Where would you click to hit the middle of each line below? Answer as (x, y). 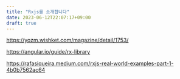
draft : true (21, 23)
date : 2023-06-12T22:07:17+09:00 (49, 17)
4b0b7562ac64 (26, 70)
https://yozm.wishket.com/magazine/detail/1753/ (67, 40)
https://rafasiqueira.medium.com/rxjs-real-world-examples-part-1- (90, 63)
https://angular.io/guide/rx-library (48, 52)
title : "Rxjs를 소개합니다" (38, 12)
